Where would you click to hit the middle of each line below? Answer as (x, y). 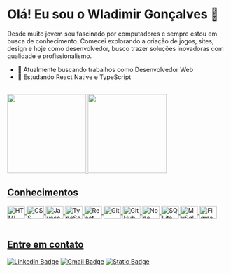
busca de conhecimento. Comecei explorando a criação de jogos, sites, (111, 41)
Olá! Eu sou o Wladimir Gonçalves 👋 (113, 14)
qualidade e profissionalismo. (50, 56)
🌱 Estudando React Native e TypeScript (74, 77)
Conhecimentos (43, 193)
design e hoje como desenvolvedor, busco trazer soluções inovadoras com (115, 48)
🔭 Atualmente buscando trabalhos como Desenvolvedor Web (105, 69)
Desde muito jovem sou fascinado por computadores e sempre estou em (112, 34)
